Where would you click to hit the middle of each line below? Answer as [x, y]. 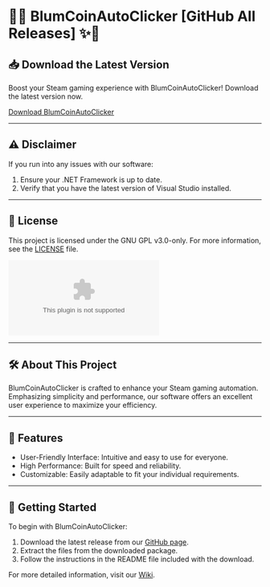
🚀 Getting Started [53, 507]
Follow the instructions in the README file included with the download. [137, 559]
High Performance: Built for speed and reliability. [100, 466]
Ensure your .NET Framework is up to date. [91, 179]
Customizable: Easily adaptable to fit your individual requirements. [129, 475]
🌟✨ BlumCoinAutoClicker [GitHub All [132, 16]
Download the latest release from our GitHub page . [104, 542]
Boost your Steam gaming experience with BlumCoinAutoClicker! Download [133, 88]
